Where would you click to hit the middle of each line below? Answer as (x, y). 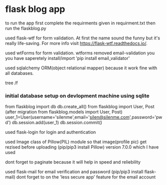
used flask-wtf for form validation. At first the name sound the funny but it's (83, 38)
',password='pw (146, 117)
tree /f (12, 83)
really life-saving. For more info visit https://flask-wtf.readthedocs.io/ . (77, 43)
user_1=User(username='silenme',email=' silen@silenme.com (67, 117)
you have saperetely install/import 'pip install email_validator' (68, 58)
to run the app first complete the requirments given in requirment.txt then (80, 23)
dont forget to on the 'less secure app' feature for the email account (86, 177)
